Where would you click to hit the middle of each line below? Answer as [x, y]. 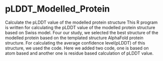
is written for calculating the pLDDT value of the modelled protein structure [80, 27]
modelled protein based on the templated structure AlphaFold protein [74, 38]
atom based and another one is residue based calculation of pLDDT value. [79, 53]
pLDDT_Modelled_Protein [57, 9]
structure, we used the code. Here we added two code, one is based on [77, 48]
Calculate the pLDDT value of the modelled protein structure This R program [81, 22]
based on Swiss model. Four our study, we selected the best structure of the [82, 32]
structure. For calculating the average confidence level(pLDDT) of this [75, 43]
